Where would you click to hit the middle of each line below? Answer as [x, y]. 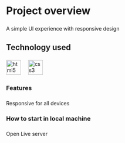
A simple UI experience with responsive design [63, 29]
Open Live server [27, 134]
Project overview [48, 11]
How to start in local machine [48, 119]
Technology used [39, 47]
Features [19, 88]
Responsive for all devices [38, 104]
